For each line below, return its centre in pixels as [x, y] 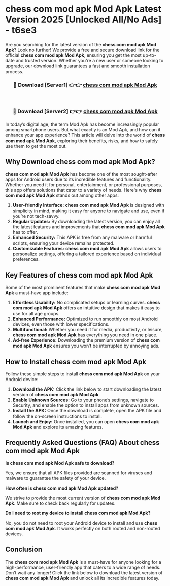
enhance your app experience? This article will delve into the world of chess [85, 135]
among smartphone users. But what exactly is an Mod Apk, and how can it [83, 129]
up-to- [149, 55]
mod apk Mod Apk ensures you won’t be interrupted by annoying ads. [86, 346]
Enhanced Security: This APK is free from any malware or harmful [82, 238]
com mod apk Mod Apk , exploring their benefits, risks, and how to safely [82, 141]
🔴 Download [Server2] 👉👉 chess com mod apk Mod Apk [85, 111]
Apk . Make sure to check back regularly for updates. [60, 503]
